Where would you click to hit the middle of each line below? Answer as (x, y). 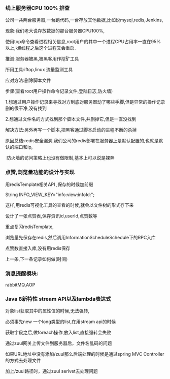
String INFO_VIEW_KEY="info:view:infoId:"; (50, 195)
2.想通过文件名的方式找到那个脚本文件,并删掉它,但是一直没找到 (71, 119)
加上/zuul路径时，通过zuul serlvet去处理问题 (52, 371)
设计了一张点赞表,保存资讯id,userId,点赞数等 (51, 216)
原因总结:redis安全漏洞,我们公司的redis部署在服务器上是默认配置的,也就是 (82, 141)
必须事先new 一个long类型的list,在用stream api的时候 (61, 322)
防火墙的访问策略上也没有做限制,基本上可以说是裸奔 (60, 158)
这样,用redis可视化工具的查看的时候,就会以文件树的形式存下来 (70, 205)
